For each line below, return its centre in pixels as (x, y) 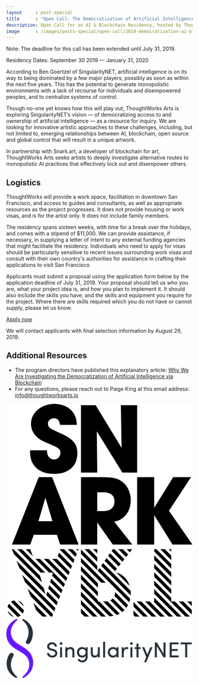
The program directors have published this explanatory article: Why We (102, 370)
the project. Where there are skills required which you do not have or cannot (99, 301)
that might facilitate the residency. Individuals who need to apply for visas (96, 246)
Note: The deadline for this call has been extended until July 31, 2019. (91, 49)
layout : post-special (39, 12)
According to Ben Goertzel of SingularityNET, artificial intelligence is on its (97, 72)
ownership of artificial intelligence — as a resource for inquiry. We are (91, 121)
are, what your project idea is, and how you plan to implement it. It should (96, 289)
